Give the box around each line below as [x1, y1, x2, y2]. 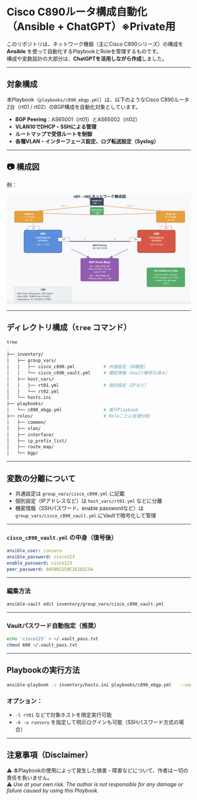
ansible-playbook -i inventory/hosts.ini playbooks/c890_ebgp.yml [6, 682, 172, 688]
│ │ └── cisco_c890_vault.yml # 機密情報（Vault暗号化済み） [6, 370, 170, 376]
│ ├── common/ [6, 419, 46, 425]
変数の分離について [6, 473, 76, 483]
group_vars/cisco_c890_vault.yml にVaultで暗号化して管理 [15, 512, 157, 519]
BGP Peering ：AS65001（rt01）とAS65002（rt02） [15, 115, 141, 123]
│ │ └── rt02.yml [6, 389, 60, 394]
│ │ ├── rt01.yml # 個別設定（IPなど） [6, 382, 149, 388]
